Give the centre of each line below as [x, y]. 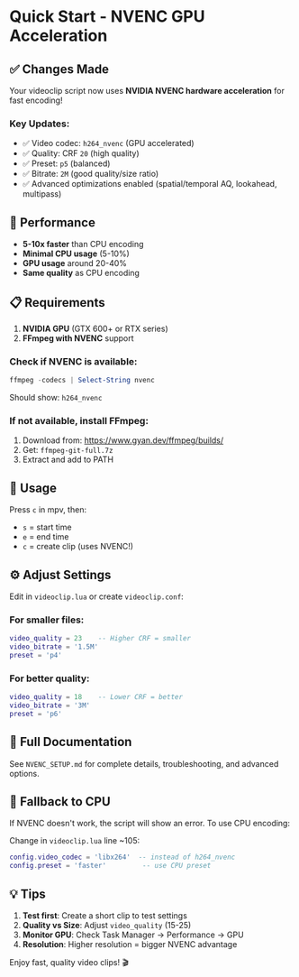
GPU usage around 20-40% [75, 263]
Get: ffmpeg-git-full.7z [68, 450]
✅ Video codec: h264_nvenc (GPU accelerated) [109, 143]
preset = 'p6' [36, 714]
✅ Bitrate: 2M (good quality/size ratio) [91, 174]
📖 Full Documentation [71, 742]
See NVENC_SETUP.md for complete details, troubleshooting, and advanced [144, 763]
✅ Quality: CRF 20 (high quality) [81, 153]
